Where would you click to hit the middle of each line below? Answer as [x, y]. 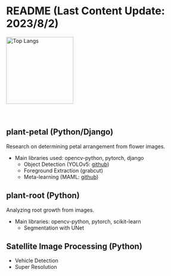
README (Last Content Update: [85, 11]
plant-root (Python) [43, 195]
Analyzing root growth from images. [50, 210]
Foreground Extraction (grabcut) [63, 170]
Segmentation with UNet [54, 228]
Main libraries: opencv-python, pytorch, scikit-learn [78, 221]
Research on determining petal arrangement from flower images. [86, 146]
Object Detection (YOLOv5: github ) [66, 164]
